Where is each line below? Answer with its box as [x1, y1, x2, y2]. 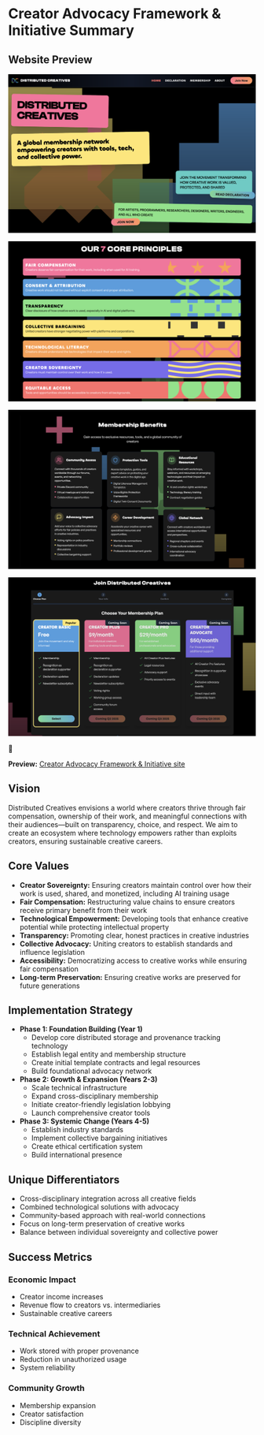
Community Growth [8, 1383, 85, 1394]
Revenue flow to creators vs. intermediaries [19, 1300, 161, 1310]
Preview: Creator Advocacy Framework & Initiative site [8, 758, 185, 769]
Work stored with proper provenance [19, 1346, 139, 1356]
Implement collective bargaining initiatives [31, 1133, 167, 1143]
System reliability [19, 1363, 76, 1373]
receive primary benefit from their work [19, 905, 148, 915]
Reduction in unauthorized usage [19, 1355, 127, 1364]
